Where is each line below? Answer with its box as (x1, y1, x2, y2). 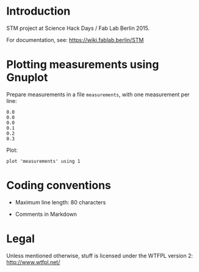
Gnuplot (6, 71, 48, 85)
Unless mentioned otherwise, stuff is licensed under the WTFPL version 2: (6, 252, 194, 259)
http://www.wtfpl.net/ (6, 258, 60, 266)
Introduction (6, 4, 71, 18)
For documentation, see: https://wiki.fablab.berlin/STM (6, 36, 144, 43)
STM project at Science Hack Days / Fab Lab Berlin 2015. (6, 24, 150, 32)
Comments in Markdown (15, 210, 78, 218)
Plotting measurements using (6, 58, 159, 71)
